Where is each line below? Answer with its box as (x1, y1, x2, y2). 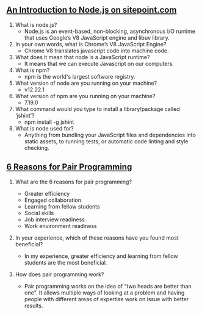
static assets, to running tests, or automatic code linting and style (24, 137, 189, 145)
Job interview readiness (24, 216, 85, 223)
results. (24, 302, 43, 309)
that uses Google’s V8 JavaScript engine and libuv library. (24, 34, 170, 41)
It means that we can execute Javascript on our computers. (24, 60, 174, 67)
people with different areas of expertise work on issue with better (24, 295, 189, 302)
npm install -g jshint (24, 118, 74, 126)
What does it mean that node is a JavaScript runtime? (15, 53, 150, 60)
